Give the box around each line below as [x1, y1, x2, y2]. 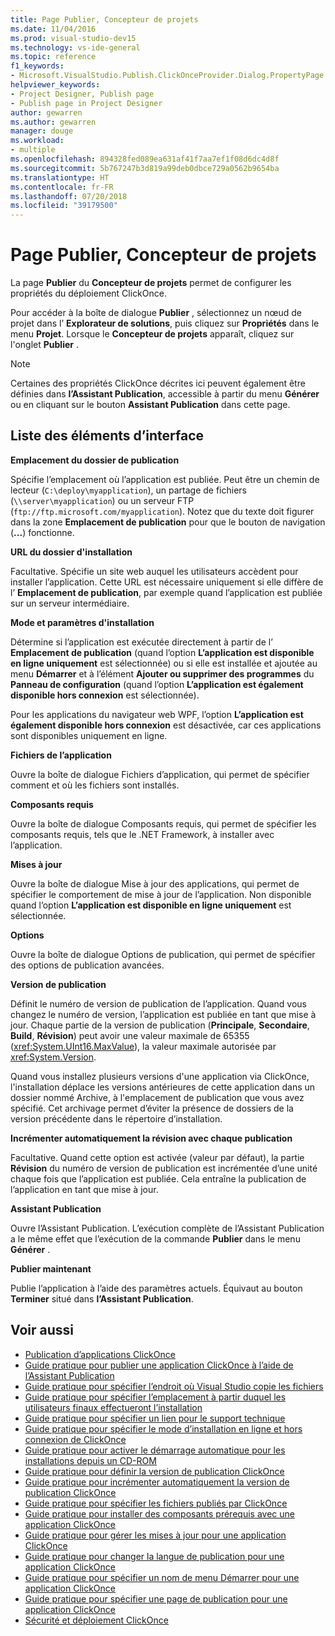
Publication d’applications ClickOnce [24, 1348, 176, 1360]
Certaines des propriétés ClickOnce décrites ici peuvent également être [10, 377, 306, 390]
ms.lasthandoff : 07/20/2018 [10, 191, 128, 201]
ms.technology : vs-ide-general [10, 42, 141, 53]
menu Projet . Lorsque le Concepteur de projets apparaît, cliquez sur [10, 328, 295, 340]
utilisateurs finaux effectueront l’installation [24, 1401, 203, 1413]
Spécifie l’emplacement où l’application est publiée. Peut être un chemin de [10, 473, 320, 485]
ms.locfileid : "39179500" [10, 201, 118, 211]
